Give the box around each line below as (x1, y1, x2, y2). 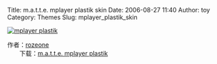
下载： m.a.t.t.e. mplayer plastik (19, 50, 108, 57)
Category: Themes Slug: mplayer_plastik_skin (7, 13, 138, 21)
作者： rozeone (7, 41, 49, 49)
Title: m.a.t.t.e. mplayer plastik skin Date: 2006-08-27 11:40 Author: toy (7, 6, 211, 14)
